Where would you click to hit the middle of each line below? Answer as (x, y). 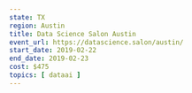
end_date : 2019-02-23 (49, 58)
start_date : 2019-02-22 (53, 50)
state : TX (27, 17)
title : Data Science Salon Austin (73, 34)
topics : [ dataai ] (45, 75)
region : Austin (37, 26)
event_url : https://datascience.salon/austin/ (96, 42)
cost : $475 (29, 67)
